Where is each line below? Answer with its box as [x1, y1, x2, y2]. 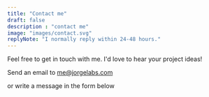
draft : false [7, 17, 45, 24]
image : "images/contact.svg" [7, 29, 92, 37]
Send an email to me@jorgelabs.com [7, 69, 113, 77]
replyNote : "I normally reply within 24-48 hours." [7, 36, 161, 43]
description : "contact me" [7, 23, 89, 30]
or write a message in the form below [7, 82, 115, 90]
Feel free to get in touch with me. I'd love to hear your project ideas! [7, 55, 203, 63]
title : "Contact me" [7, 10, 68, 17]
